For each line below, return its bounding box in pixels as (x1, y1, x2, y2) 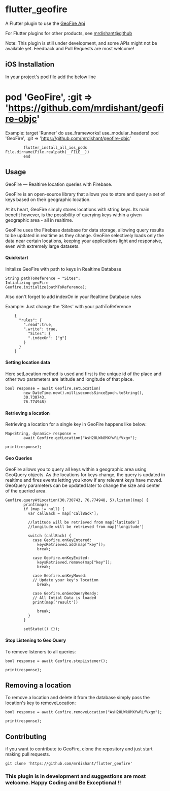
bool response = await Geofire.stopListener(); (5, 658, 108, 664)
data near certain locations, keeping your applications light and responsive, (5, 238, 162, 244)
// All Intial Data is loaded (32, 596, 96, 601)
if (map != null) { (23, 507, 65, 512)
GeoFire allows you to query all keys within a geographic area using (5, 466, 147, 473)
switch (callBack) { (27, 533, 72, 539)
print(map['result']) (32, 600, 79, 605)
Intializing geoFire (5, 280, 49, 285)
